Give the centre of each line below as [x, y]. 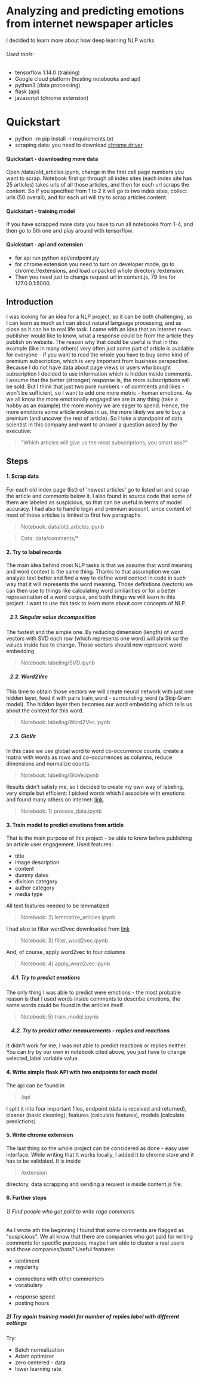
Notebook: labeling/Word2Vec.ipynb [65, 722]
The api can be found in [35, 1085]
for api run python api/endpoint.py [57, 258]
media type [29, 894]
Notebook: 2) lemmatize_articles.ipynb [68, 917]
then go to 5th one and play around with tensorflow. [70, 231]
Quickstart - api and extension [45, 245]
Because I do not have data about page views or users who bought [89, 367]
